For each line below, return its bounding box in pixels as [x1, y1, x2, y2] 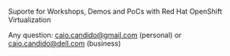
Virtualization [8, 15, 51, 24]
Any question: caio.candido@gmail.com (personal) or [8, 31, 182, 39]
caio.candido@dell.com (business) [8, 39, 121, 48]
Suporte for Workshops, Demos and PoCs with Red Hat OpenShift [8, 7, 223, 16]
